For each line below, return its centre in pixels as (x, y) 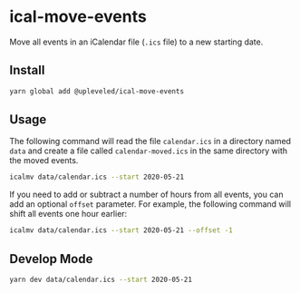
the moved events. (44, 161)
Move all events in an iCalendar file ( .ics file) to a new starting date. (136, 42)
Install (27, 70)
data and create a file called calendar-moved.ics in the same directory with (149, 151)
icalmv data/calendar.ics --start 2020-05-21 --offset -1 (121, 230)
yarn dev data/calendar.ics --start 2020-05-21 (101, 279)
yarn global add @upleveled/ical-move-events (97, 91)
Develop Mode (51, 259)
